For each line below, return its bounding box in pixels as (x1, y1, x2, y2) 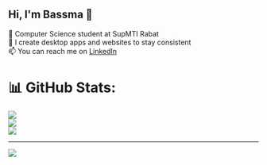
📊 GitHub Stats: (8, 79, 117, 96)
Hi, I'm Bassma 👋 (8, 8, 93, 21)
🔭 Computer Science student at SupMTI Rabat (8, 29, 159, 38)
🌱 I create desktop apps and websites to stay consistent (8, 37, 192, 47)
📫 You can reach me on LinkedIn (8, 46, 118, 56)
